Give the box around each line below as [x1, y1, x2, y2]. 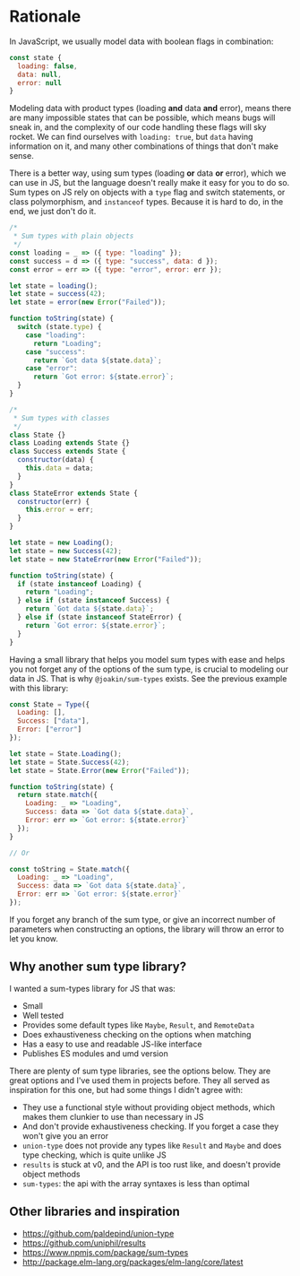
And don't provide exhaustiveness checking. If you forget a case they [21, 1121, 279, 1132]
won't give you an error [21, 1130, 109, 1141]
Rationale [9, 6, 81, 27]
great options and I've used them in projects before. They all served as [9, 1074, 270, 1086]
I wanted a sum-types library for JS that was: [9, 983, 176, 994]
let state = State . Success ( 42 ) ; [9, 758, 130, 767]
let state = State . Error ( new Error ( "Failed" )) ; [9, 766, 191, 775]
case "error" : [25, 364, 78, 373]
